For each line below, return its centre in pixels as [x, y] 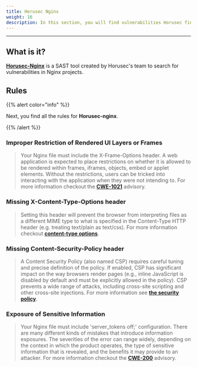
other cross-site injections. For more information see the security [100, 292]
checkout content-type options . [60, 233]
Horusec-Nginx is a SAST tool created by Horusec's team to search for [92, 66]
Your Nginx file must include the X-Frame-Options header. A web [99, 156]
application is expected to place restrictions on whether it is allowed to [106, 161]
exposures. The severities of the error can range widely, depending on [106, 339]
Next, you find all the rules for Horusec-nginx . [62, 116]
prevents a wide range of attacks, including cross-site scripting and [102, 286]
